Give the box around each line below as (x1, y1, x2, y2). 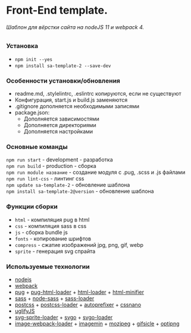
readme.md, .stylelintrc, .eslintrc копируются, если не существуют (14, 90, 181, 97)
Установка (6, 42, 39, 50)
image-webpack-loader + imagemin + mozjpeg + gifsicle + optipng (14, 320, 180, 327)
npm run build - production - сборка (6, 163, 96, 170)
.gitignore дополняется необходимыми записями (14, 103, 140, 110)
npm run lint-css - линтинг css (6, 175, 84, 182)
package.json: (14, 109, 50, 116)
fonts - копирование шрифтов (14, 235, 92, 242)
